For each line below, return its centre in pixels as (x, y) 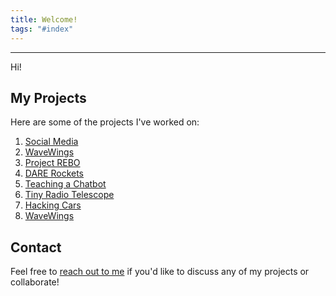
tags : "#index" (42, 29)
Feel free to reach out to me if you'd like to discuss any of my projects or (160, 272)
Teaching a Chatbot (65, 184)
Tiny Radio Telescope (69, 195)
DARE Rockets (54, 173)
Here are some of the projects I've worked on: (105, 122)
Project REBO (52, 163)
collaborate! (35, 282)
